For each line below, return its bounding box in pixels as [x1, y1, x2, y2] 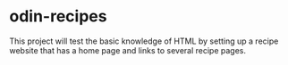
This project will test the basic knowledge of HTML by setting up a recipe [9, 36, 279, 46]
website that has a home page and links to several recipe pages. [9, 45, 247, 55]
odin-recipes [9, 6, 107, 27]
